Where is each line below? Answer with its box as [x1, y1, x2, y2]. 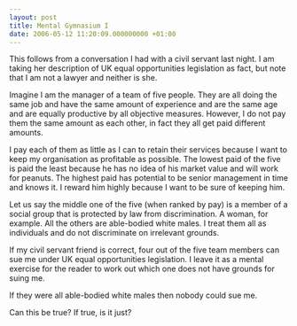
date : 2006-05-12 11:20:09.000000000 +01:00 [9, 29, 176, 38]
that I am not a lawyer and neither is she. [9, 73, 158, 83]
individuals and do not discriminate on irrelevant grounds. [9, 228, 220, 238]
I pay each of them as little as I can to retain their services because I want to [9, 144, 288, 155]
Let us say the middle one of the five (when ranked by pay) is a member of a [9, 199, 288, 210]
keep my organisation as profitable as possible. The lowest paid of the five [9, 154, 281, 165]
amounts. [9, 128, 43, 138]
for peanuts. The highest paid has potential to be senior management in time [9, 173, 288, 183]
